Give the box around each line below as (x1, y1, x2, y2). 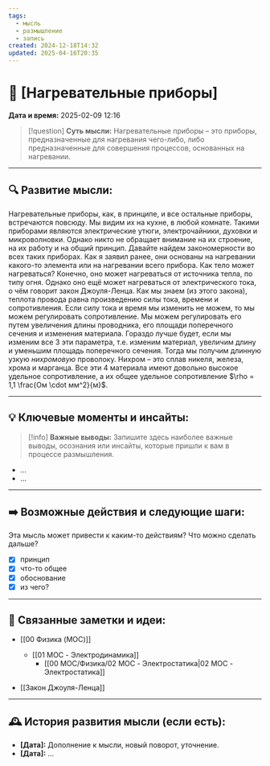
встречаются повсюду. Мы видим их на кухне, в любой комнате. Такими (8, 217, 260, 227)
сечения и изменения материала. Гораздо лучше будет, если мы (8, 328, 231, 338)
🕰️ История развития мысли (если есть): (8, 715, 227, 728)
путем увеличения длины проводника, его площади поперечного (8, 319, 234, 330)
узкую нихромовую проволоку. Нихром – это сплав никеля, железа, (8, 354, 243, 364)
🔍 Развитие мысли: (8, 183, 113, 197)
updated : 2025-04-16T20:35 (8, 49, 99, 57)
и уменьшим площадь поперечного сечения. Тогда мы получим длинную (8, 345, 262, 355)
